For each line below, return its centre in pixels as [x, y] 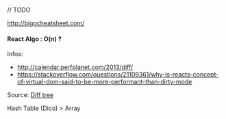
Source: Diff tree [30, 95]
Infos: [15, 54]
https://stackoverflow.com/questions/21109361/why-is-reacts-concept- [118, 75]
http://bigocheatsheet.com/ [46, 23]
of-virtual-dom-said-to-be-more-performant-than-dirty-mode [104, 82]
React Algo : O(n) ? [34, 39]
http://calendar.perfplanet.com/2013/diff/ [75, 67]
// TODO [19, 10]
